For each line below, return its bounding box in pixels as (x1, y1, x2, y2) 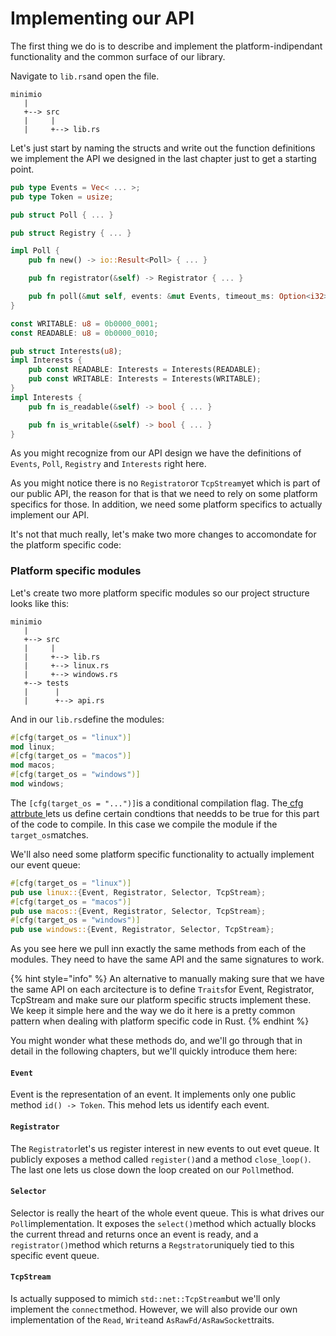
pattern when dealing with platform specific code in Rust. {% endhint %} (10, 1015, 310, 1027)
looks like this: (10, 597, 70, 609)
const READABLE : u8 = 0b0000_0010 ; (10, 328, 159, 338)
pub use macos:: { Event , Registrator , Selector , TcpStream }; (10, 906, 267, 916)
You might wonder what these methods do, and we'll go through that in (10, 1035, 303, 1047)
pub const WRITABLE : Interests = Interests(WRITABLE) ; (28, 374, 262, 384)
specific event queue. (10, 1249, 100, 1261)
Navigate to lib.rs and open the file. (10, 70, 160, 82)
